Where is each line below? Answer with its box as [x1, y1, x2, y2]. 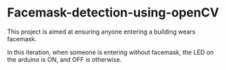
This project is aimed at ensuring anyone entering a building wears [7, 27, 196, 36]
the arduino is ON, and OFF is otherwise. [7, 55, 122, 63]
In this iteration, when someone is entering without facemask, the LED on [7, 48, 214, 56]
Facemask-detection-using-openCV [7, 5, 220, 21]
